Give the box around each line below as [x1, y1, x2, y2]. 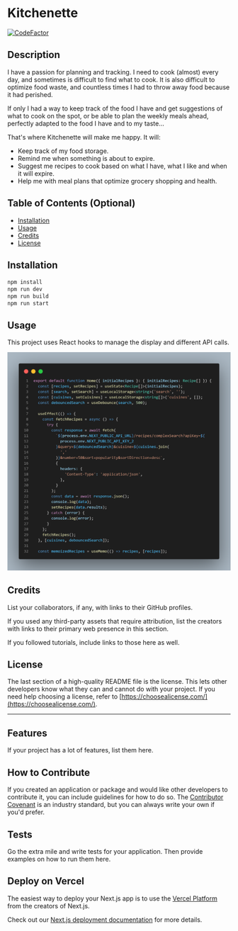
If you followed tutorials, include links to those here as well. [7, 638, 180, 646]
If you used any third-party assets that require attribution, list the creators [7, 616, 222, 625]
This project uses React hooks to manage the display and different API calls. [7, 338, 229, 346]
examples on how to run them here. [7, 854, 111, 863]
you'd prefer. [7, 808, 45, 816]
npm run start [7, 300, 50, 307]
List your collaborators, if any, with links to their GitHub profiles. [7, 603, 193, 611]
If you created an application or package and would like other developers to [7, 785, 228, 794]
